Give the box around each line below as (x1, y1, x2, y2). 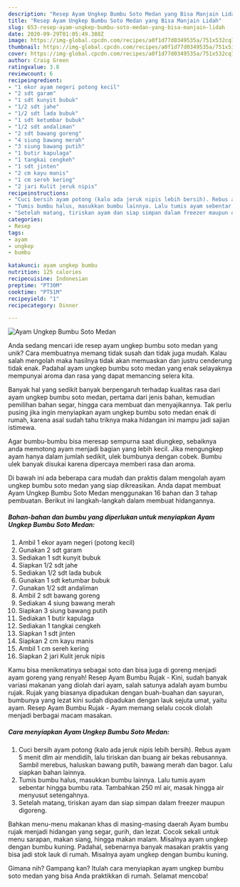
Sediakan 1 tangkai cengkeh (18, 622, 101, 630)
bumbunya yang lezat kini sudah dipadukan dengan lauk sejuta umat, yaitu (8, 696, 227, 704)
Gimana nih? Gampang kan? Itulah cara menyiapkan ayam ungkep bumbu (8, 864, 224, 873)
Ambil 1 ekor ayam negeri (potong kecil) (18, 538, 135, 547)
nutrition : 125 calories (8, 269, 82, 276)
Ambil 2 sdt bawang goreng (18, 591, 100, 600)
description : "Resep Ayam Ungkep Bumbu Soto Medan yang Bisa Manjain (8, 10, 219, 18)
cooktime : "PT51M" (8, 288, 63, 296)
